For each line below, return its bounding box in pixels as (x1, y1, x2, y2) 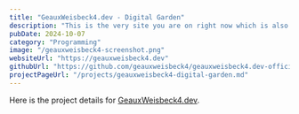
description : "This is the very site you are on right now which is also (9, 21, 289, 30)
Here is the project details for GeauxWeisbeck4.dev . (9, 95, 200, 105)
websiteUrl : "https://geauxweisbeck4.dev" (9, 54, 169, 63)
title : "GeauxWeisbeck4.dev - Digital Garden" (9, 12, 185, 22)
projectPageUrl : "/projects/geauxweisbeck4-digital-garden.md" (9, 71, 249, 80)
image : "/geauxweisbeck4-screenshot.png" (9, 46, 166, 55)
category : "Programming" (9, 37, 101, 47)
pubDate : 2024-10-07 (9, 29, 86, 38)
